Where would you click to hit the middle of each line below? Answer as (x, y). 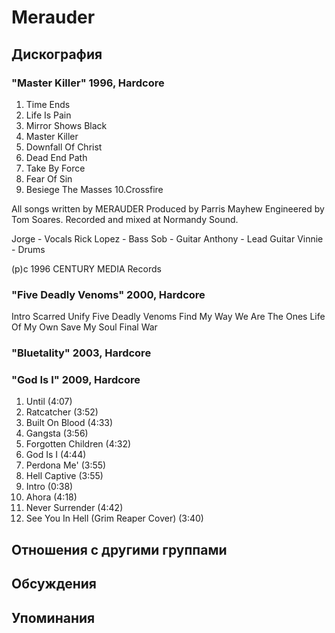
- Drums (28, 249)
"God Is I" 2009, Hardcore (76, 380)
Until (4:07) (49, 402)
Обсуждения (54, 584)
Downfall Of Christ (64, 147)
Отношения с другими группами (119, 549)
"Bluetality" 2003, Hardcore (81, 353)
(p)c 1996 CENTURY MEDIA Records (86, 268)
